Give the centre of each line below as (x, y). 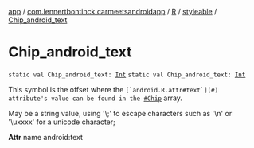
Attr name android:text (46, 137)
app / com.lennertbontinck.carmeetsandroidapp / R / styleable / (113, 12)
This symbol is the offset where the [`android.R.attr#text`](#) (113, 89)
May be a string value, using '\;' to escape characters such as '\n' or (120, 113)
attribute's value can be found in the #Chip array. (96, 98)
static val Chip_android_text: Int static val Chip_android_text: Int (127, 75)
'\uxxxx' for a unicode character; (62, 122)
